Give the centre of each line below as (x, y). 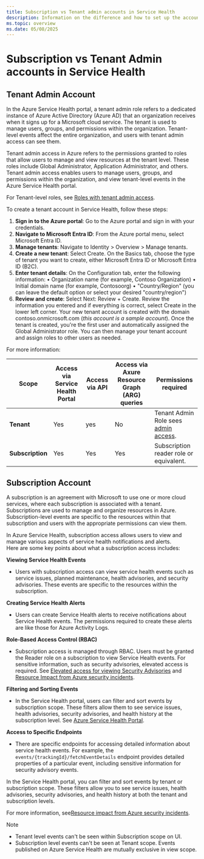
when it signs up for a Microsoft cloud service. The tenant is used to (92, 122)
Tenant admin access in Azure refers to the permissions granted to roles (97, 154)
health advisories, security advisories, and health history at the (94, 714)
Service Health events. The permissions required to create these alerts (104, 621)
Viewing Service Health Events (46, 560)
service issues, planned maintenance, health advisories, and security (101, 578)
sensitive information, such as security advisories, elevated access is (102, 665)
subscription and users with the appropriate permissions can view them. (97, 523)
